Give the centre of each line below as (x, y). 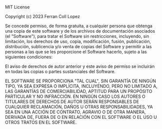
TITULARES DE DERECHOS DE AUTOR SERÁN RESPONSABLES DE (72, 101)
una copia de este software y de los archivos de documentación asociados (80, 31)
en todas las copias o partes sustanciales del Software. (60, 72)
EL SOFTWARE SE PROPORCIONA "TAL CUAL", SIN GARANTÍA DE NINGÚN (81, 81)
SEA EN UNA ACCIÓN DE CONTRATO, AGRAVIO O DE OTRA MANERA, (75, 112)
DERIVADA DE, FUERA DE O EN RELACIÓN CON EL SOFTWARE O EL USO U (81, 117)
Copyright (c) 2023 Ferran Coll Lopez (43, 16)
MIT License (18, 7)
